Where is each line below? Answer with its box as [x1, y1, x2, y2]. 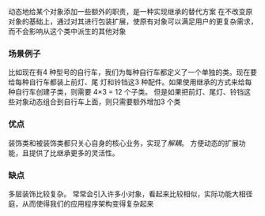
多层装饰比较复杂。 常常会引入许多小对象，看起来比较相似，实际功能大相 [8, 188, 246, 199]
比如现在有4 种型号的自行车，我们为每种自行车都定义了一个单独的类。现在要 [8, 68, 257, 77]
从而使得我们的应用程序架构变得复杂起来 [21, 199, 154, 208]
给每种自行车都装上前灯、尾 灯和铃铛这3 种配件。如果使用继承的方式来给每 [8, 77, 252, 87]
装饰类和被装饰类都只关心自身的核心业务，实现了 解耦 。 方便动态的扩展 [8, 138, 239, 147]
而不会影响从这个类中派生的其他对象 [8, 27, 127, 35]
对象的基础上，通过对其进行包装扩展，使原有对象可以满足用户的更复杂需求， [8, 17, 258, 26]
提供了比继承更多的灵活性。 [28, 148, 119, 158]
